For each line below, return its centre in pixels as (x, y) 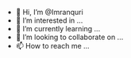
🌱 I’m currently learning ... (58, 29)
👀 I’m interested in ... (49, 20)
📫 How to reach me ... (52, 46)
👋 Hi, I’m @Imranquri (49, 12)
